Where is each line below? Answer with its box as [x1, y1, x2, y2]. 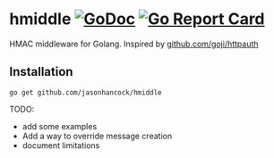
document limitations [21, 139, 100, 151]
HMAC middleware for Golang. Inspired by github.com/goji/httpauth [9, 38, 259, 49]
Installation [9, 64, 73, 79]
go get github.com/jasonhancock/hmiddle [9, 87, 163, 97]
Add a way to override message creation [21, 130, 173, 141]
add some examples [21, 121, 98, 131]
